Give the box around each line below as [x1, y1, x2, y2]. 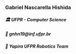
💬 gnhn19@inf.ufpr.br [5, 31, 51, 37]
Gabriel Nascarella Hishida [5, 4, 71, 11]
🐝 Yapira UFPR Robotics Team [5, 44, 68, 50]
